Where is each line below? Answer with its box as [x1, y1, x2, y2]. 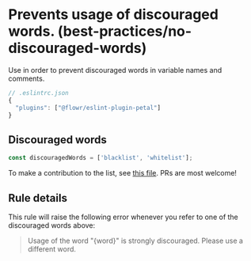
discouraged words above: [8, 220, 96, 230]
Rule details [8, 191, 67, 205]
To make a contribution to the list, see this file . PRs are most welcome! [8, 168, 238, 178]
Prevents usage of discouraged [8, 6, 219, 24]
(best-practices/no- [57, 22, 192, 40]
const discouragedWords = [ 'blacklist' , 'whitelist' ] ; [8, 154, 193, 162]
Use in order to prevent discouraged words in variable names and [8, 65, 222, 74]
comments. [8, 74, 45, 83]
